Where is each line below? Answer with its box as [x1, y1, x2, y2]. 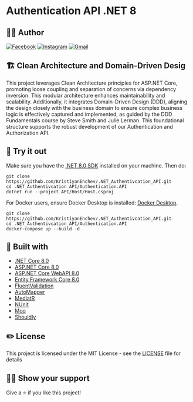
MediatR [14, 295, 35, 302]
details [6, 356, 22, 363]
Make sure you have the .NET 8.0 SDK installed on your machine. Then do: [6, 162, 187, 169]
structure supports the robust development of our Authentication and [6, 123, 173, 130]
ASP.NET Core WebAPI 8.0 [14, 270, 80, 277]
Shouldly [14, 313, 36, 321]
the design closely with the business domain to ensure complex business [6, 104, 183, 111]
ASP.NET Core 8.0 [14, 263, 59, 271]
